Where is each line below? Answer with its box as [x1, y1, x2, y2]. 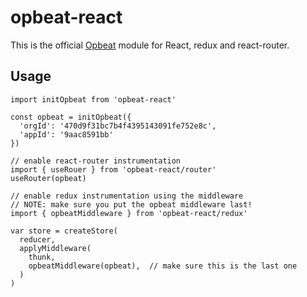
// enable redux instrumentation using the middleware [10, 191, 244, 201]
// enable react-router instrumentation [10, 156, 182, 166]
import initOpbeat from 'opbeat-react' [10, 94, 177, 105]
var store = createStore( [10, 226, 118, 236]
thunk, [28, 252, 56, 262]
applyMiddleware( [19, 243, 92, 253]
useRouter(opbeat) [10, 173, 87, 183]
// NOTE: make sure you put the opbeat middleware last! [10, 199, 253, 210]
